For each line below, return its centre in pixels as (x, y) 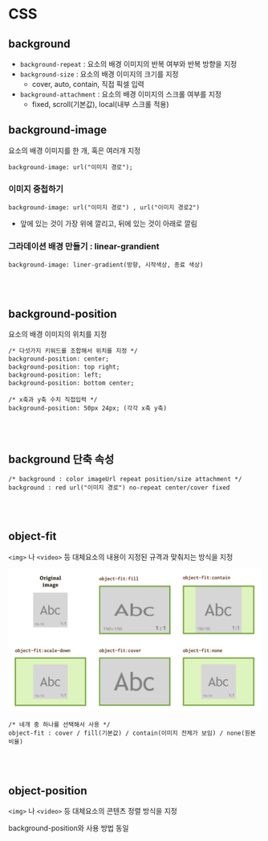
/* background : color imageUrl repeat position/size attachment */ (125, 480)
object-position (48, 791)
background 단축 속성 (61, 459)
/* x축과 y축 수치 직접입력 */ (53, 400)
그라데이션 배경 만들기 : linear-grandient (84, 246)
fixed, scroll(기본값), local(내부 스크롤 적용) (101, 104)
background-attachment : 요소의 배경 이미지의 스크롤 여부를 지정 (121, 94)
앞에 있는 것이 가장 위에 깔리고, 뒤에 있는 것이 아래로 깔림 (109, 224)
